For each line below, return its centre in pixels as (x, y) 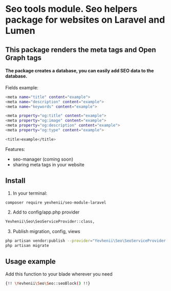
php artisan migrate (27, 246)
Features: (15, 149)
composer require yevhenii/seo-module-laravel (56, 202)
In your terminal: (30, 193)
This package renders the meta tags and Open (81, 50)
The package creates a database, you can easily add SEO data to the (80, 71)
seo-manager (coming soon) (43, 159)
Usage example (31, 261)
